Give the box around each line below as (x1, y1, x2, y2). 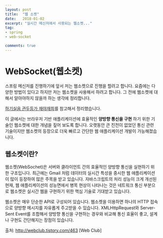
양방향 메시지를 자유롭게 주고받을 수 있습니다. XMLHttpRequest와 (14, 205, 140, 211)
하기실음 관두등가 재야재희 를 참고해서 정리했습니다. (5, 106, 102, 111)
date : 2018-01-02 (5, 16, 45, 21)
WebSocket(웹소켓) (5, 65, 83, 77)
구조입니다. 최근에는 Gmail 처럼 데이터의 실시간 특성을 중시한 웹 (10, 170, 130, 176)
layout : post (5, 7, 32, 12)
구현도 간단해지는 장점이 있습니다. (10, 217, 74, 223)
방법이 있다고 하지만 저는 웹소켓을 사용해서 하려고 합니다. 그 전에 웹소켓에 (14, 89, 153, 95)
